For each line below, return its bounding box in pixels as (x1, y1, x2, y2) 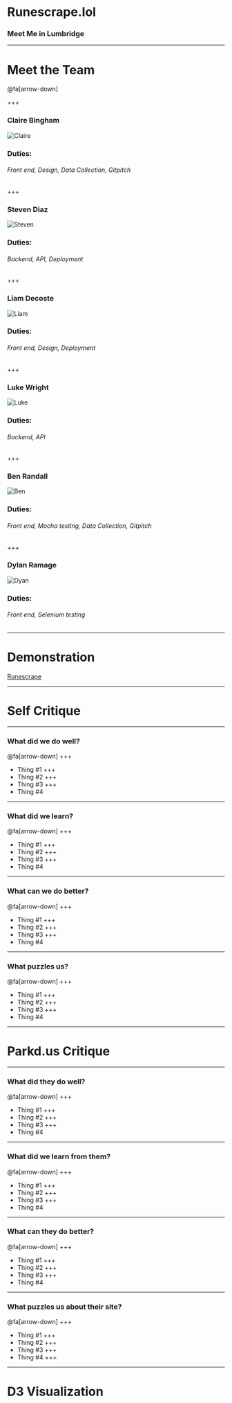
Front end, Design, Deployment (7, 344, 96, 352)
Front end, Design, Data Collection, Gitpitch (7, 166, 131, 174)
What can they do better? (7, 1227, 95, 1237)
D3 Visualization (7, 1384, 104, 1400)
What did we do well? (7, 736, 81, 745)
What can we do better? (7, 886, 89, 896)
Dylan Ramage (7, 561, 57, 570)
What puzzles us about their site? (7, 1302, 122, 1312)
